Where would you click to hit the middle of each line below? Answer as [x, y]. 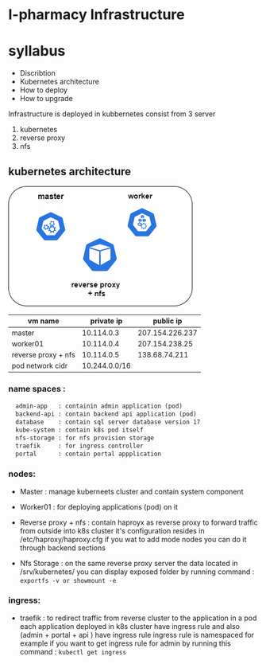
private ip [106, 321]
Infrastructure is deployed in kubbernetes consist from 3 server [112, 114]
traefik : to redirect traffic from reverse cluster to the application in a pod [138, 618]
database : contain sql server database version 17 [108, 422]
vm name [43, 321]
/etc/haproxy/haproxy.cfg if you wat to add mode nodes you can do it [133, 539]
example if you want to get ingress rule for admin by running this [125, 643]
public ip [168, 321]
